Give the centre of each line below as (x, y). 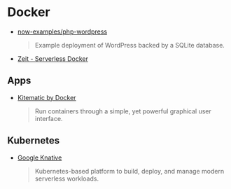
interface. (49, 118)
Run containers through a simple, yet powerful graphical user (123, 111)
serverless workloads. (67, 178)
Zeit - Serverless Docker (53, 58)
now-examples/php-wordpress (62, 31)
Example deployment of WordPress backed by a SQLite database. (130, 45)
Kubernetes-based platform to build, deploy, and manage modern (129, 171)
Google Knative (40, 157)
